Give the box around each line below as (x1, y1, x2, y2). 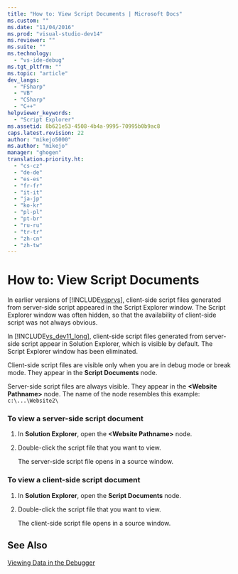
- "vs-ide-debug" (13, 57, 65, 64)
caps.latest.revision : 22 (7, 129, 84, 136)
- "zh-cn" (13, 235, 43, 242)
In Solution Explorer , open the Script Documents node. (17, 491, 182, 499)
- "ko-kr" (13, 202, 43, 210)
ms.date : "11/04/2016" (7, 23, 75, 31)
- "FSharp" (13, 83, 46, 90)
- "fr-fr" (13, 182, 43, 189)
